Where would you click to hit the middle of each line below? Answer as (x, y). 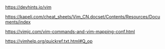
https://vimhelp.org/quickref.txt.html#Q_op (49, 41)
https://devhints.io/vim (28, 7)
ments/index (18, 22)
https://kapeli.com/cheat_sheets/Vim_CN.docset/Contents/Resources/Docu (83, 17)
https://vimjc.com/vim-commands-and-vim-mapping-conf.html (70, 31)
